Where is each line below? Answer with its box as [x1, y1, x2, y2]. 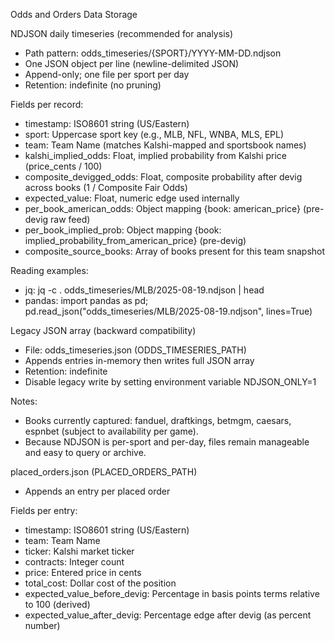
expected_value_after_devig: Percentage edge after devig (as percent [24, 609, 312, 621]
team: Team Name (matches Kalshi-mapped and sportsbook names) [24, 139, 307, 151]
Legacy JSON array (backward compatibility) [10, 325, 197, 336]
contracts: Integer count [24, 556, 125, 568]
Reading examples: [10, 265, 89, 276]
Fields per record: [10, 99, 84, 110]
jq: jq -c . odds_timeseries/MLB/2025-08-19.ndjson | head [24, 284, 265, 296]
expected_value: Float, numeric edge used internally [24, 192, 240, 204]
